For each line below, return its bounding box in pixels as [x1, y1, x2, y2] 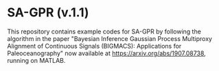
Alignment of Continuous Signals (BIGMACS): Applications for [7, 42, 182, 50]
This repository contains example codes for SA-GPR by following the [7, 27, 201, 35]
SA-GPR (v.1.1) [7, 5, 89, 20]
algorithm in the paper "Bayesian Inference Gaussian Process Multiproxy [7, 34, 213, 42]
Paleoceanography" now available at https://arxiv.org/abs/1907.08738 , [7, 49, 206, 57]
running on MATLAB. [7, 56, 66, 64]
